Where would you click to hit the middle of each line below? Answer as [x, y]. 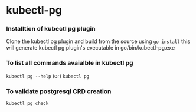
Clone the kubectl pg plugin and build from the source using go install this [98, 41]
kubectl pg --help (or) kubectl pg [48, 76]
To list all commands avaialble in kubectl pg [70, 63]
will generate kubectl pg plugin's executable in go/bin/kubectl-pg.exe [91, 48]
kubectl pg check [27, 104]
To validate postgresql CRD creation [59, 91]
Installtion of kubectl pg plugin [51, 29]
